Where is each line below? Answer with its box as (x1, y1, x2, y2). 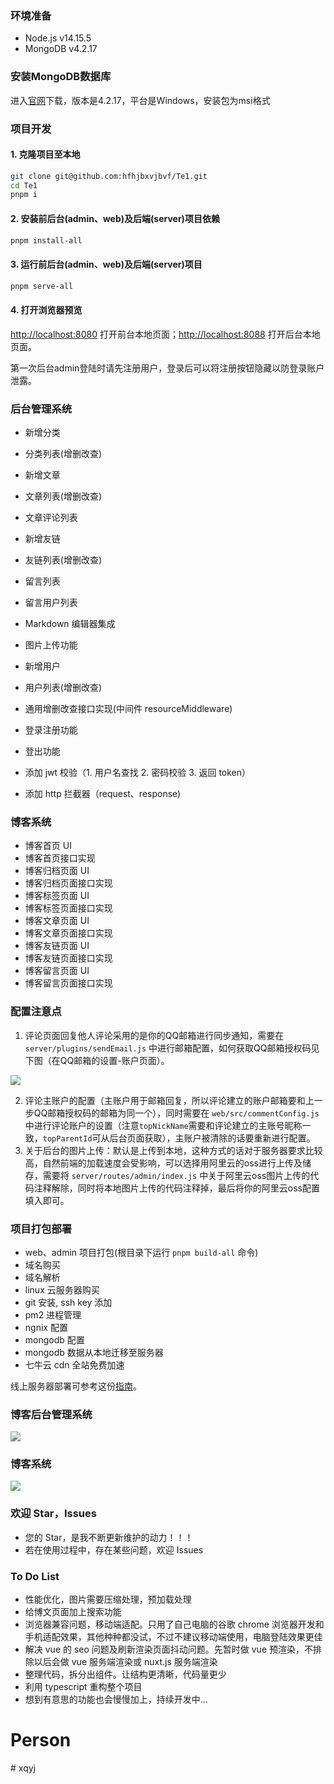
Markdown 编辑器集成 (24, 618, 116, 629)
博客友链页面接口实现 (24, 952, 113, 964)
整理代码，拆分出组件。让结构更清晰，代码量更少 (24, 1668, 227, 1681)
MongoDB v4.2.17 (24, 43, 98, 55)
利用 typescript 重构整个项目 (24, 1681, 143, 1693)
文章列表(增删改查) (24, 490, 103, 502)
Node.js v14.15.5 (24, 32, 92, 44)
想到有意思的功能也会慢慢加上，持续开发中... (24, 1693, 208, 1706)
